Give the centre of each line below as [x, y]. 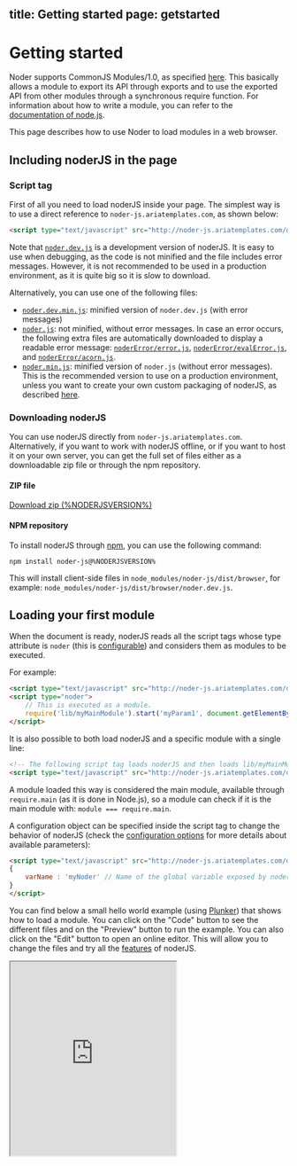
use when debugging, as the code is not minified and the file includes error [146, 256]
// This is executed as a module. [88, 705]
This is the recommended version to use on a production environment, [150, 375]
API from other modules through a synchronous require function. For [134, 96]
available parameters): [50, 844]
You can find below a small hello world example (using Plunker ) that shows [145, 910]
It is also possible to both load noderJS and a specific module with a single [145, 739]
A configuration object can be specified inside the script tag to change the [145, 826]
